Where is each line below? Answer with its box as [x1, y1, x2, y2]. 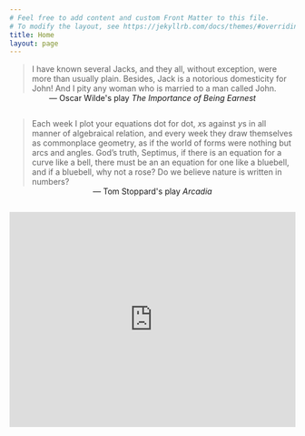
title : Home [9, 30, 54, 39]
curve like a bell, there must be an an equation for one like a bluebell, [31, 157, 290, 168]
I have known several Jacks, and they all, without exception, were [31, 64, 278, 75]
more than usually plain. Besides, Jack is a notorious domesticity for [31, 74, 288, 85]
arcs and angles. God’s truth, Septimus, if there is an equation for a [31, 147, 282, 158]
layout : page [9, 38, 59, 48]
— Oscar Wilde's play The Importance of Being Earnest [48, 93, 257, 104]
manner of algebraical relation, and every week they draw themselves [31, 128, 293, 139]
